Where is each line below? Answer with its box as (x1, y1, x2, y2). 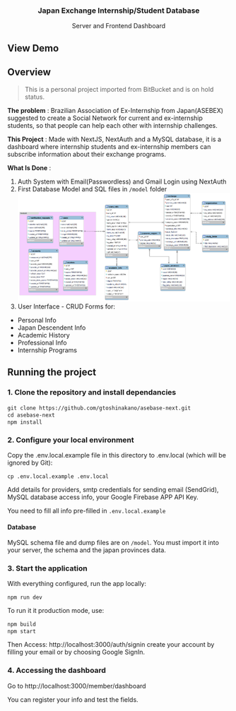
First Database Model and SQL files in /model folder (17, 184, 167, 193)
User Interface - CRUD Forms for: (17, 302, 115, 311)
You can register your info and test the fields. (7, 695, 139, 704)
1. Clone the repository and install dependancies (7, 388, 177, 398)
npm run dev (7, 594, 42, 602)
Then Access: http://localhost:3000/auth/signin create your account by (7, 640, 215, 649)
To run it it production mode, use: (7, 607, 105, 615)
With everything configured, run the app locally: (7, 580, 147, 588)
